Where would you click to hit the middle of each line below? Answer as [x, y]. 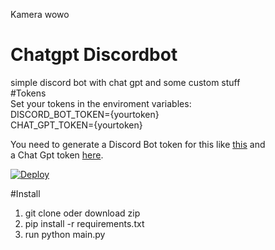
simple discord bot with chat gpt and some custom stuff [125, 82]
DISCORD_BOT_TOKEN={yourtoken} [85, 114]
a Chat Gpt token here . [57, 155]
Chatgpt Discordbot [94, 55]
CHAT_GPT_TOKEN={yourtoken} [76, 125]
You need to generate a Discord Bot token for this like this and [138, 144]
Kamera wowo [40, 14]
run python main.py [65, 234]
